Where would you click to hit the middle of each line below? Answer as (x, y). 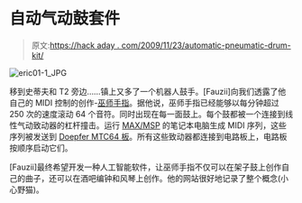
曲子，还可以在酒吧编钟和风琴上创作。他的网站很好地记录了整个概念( (153, 178)
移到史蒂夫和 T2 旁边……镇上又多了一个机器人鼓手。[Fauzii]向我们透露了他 (148, 91)
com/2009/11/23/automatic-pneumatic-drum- (206, 45)
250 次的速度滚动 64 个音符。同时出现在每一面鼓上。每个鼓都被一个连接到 (147, 114)
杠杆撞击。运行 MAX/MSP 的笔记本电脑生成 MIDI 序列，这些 (175, 125)
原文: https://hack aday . (75, 45)
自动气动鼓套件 (65, 18)
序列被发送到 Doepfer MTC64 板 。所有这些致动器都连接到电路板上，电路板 (148, 136)
